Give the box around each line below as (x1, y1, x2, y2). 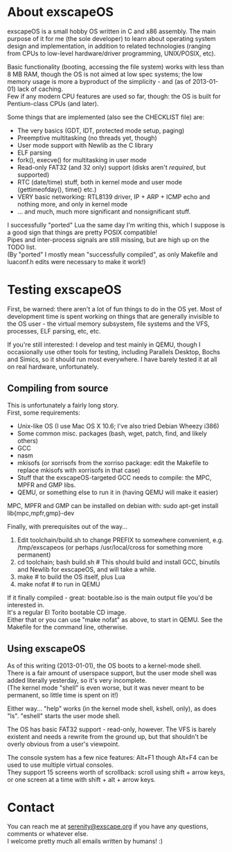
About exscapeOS (7, 4, 114, 20)
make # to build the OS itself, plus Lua (17, 573, 126, 581)
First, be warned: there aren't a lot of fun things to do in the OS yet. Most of (7, 304, 222, 313)
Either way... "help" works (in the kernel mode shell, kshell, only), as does (7, 704, 217, 713)
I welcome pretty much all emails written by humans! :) (7, 837, 163, 846)
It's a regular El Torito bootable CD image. (7, 608, 127, 616)
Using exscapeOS (7, 643, 86, 655)
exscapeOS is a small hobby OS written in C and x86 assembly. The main (7, 27, 216, 35)
